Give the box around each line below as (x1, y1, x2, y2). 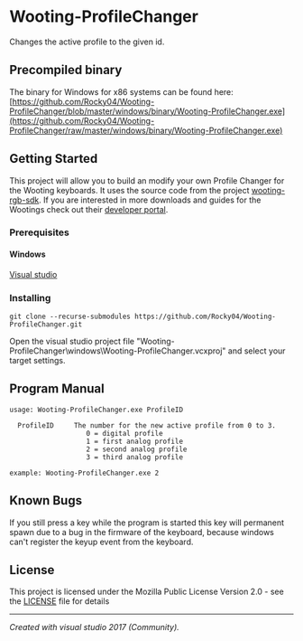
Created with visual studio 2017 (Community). (9, 622, 180, 633)
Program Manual (9, 382, 106, 397)
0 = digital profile (86, 429, 164, 438)
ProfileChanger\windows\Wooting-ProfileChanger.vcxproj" (9, 345, 226, 356)
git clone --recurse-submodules (9, 312, 131, 321)
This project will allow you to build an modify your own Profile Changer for (9, 174, 285, 186)
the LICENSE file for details (9, 596, 110, 607)
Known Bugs (9, 493, 83, 508)
